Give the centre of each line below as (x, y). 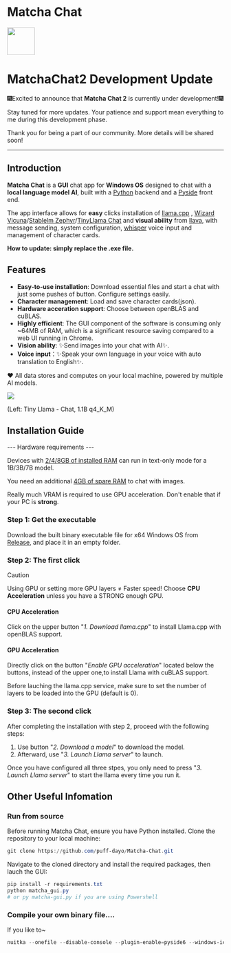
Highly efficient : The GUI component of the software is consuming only (119, 323)
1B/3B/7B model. (31, 468)
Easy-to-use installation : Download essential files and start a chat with (118, 286)
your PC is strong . (33, 502)
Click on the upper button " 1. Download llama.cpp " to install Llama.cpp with (114, 627)
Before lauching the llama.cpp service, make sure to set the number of (107, 686)
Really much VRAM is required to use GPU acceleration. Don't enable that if (114, 494)
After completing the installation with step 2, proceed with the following (108, 726)
